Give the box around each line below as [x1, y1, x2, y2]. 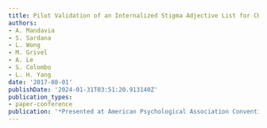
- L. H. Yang [8, 71, 52, 79]
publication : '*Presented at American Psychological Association [8, 108, 229, 116]
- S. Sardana [8, 33, 52, 42]
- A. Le [8, 56, 34, 64]
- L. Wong [8, 41, 41, 49]
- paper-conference [8, 100, 73, 108]
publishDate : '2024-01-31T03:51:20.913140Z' [8, 85, 158, 94]
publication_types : [8, 93, 73, 101]
